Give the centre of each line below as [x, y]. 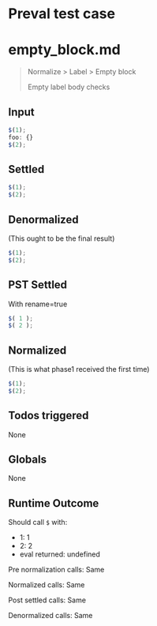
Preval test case [62, 14]
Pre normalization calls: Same [56, 570]
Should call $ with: [38, 523]
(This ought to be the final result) [62, 238]
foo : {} [21, 137]
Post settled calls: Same [47, 600]
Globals [28, 460]
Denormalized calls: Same [50, 616]
